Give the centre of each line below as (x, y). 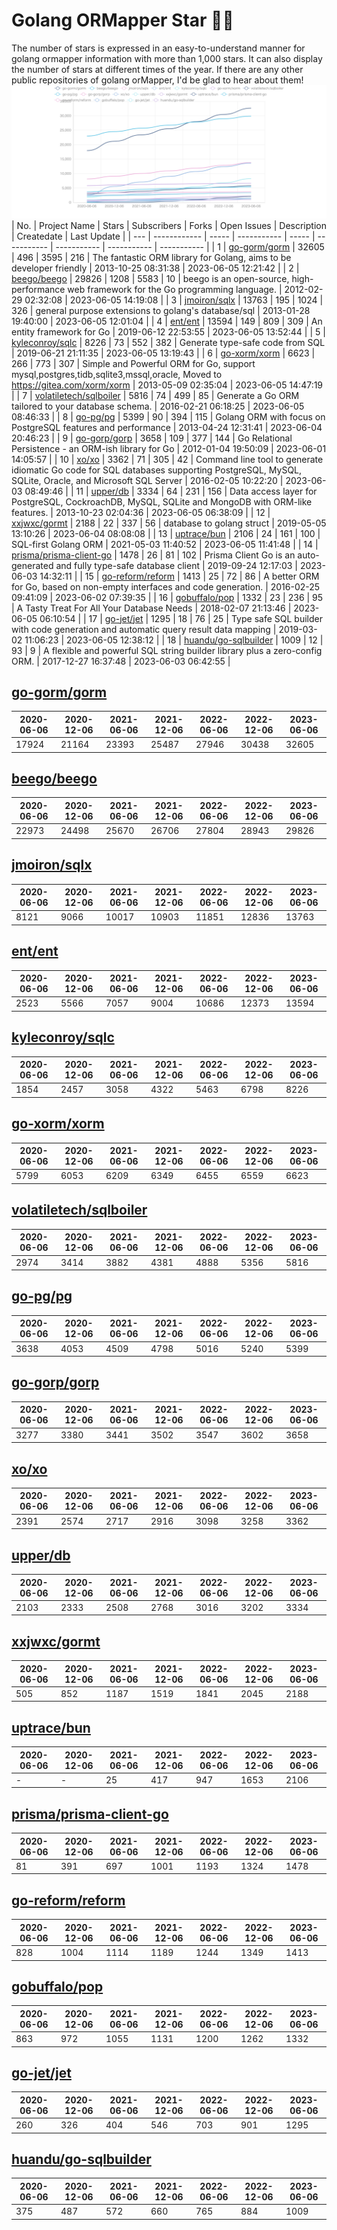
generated (32, 565)
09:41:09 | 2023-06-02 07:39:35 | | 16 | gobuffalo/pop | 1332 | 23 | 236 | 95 (167, 597)
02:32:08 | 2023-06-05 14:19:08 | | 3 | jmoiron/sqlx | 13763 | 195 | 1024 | (174, 300)
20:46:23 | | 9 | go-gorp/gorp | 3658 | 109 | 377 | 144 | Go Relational (152, 438)
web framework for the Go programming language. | (175, 289)
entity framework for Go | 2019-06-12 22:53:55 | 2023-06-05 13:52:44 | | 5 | (168, 331)
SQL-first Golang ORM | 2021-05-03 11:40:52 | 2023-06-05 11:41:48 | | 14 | (165, 544)
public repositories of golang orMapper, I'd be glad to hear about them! (157, 80)
